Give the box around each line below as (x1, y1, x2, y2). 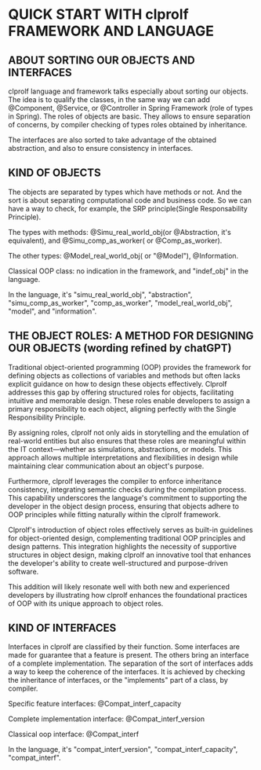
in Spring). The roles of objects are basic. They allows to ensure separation (8, 112, 251, 121)
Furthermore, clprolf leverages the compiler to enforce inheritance (8, 476, 222, 486)
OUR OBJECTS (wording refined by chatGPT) (8, 342, 232, 355)
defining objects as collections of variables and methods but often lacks (8, 371, 241, 380)
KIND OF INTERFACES (8, 621, 117, 635)
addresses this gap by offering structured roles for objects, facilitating (8, 387, 234, 397)
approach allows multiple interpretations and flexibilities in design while (8, 453, 239, 462)
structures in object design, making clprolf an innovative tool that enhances (8, 550, 252, 559)
